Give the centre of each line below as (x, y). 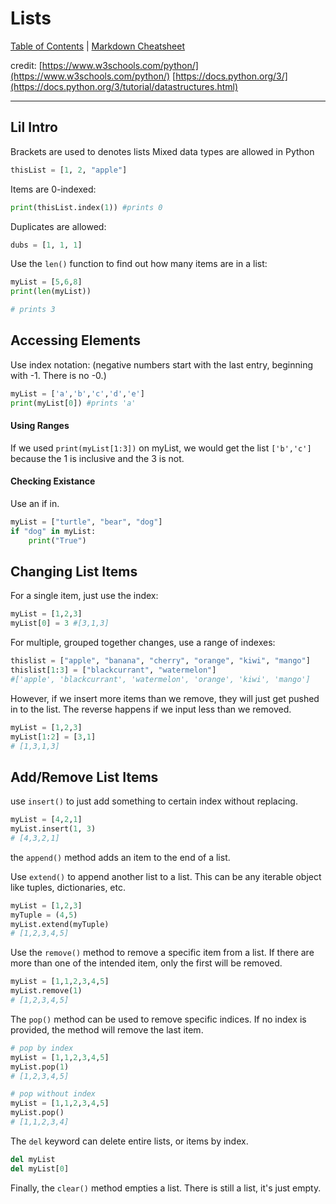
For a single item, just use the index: (84, 596)
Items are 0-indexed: (53, 189)
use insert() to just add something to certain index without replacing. (154, 801)
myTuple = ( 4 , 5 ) (44, 915)
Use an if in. (35, 503)
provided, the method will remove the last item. (107, 1029)
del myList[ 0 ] (40, 1168)
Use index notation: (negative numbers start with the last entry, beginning (162, 364)
